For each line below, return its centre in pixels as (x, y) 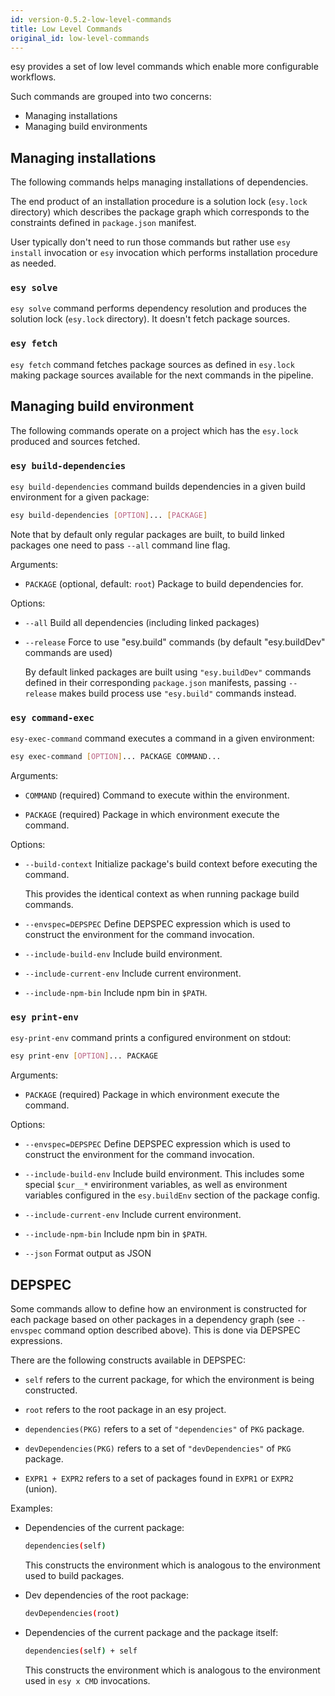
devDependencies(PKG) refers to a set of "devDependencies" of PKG (158, 1448)
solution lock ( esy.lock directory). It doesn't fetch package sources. (150, 319)
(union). (41, 1488)
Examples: (31, 1508)
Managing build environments (86, 127)
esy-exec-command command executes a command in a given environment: (162, 738)
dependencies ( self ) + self (81, 1651)
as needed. (33, 263)
